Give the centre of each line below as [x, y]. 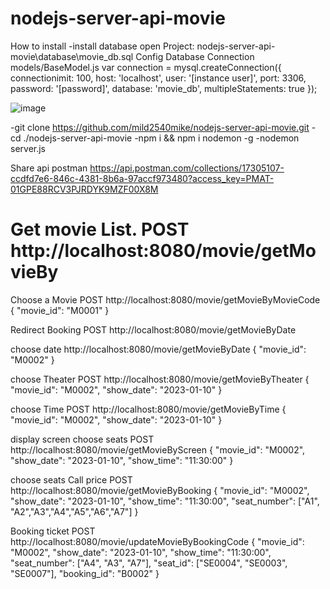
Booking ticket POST [53, 531]
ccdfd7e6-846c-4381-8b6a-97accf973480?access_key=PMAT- [142, 178]
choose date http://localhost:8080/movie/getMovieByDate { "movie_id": [158, 349]
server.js [28, 148]
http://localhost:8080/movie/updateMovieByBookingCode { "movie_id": [157, 541]
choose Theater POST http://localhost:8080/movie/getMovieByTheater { [160, 379]
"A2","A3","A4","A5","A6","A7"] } [74, 511]
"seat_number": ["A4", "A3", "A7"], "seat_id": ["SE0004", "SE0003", [149, 563]
